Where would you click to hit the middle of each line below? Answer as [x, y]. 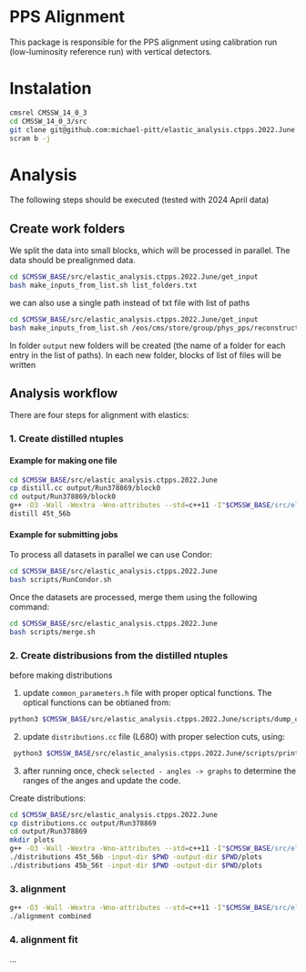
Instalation [51, 89]
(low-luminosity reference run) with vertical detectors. [111, 51]
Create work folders [67, 228]
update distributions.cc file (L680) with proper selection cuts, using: [153, 736]
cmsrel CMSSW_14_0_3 [49, 113]
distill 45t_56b [40, 514]
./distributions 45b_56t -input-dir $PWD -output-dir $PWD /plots [136, 865]
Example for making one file [63, 460]
